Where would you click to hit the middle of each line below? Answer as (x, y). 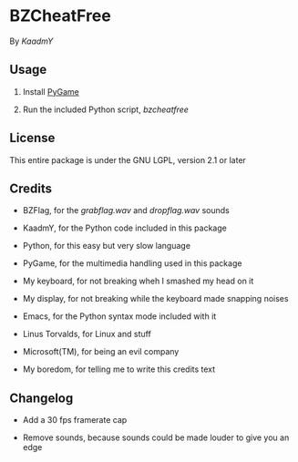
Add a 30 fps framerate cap (75, 420)
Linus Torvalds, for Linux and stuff (87, 334)
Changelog (41, 398)
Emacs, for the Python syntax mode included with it (119, 316)
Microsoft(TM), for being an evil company (101, 352)
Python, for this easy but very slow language (107, 246)
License (32, 138)
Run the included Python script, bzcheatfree (106, 109)
